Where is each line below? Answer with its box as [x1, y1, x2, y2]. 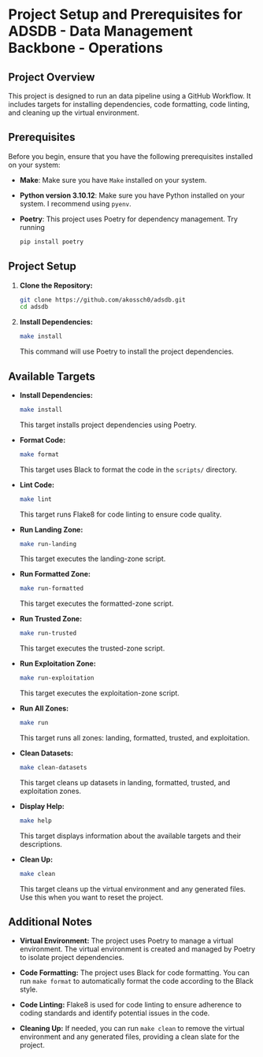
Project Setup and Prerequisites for [8, 6, 243, 24]
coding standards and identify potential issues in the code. [19, 1008, 210, 1018]
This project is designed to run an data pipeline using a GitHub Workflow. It [8, 91, 251, 100]
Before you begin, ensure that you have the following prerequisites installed [8, 151, 254, 161]
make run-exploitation [19, 674, 94, 682]
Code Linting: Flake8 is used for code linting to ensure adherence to [19, 1000, 243, 1010]
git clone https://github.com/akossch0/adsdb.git [19, 295, 187, 304]
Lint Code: [19, 480, 55, 489]
